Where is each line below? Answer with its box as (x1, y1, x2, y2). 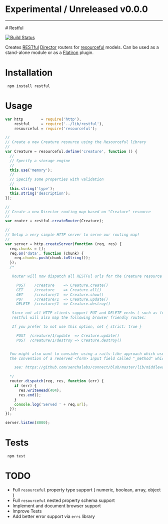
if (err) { (14, 383, 37, 388)
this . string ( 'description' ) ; (9, 191, 70, 196)
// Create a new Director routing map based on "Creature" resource (5, 209, 151, 214)
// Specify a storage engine (9, 158, 70, 163)
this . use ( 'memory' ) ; (9, 168, 52, 173)
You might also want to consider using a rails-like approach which (9, 351, 155, 356)
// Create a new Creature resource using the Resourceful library (5, 140, 146, 145)
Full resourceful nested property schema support (12, 497, 115, 503)
